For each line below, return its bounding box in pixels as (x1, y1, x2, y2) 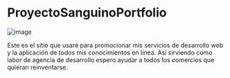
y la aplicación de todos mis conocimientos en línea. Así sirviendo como (7, 48, 213, 57)
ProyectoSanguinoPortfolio (7, 5, 167, 21)
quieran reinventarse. (7, 63, 68, 71)
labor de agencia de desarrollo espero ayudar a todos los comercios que (7, 55, 215, 64)
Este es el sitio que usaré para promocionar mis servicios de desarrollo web (7, 41, 224, 49)
